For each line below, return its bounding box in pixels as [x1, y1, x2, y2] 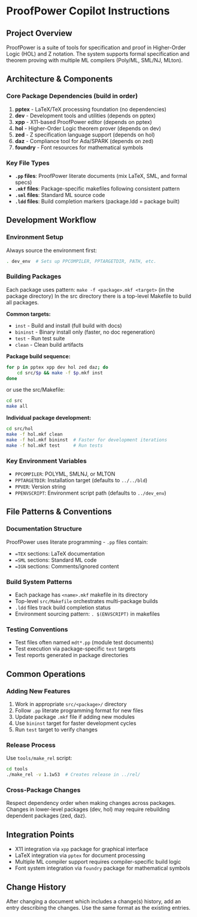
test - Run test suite [14, 334, 65, 342]
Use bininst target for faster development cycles [14, 719, 137, 727]
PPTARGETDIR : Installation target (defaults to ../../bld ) [14, 477, 148, 484]
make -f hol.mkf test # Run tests [6, 442, 103, 449]
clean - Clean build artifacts [14, 341, 84, 348]
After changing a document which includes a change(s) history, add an [6, 897, 181, 905]
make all [6, 403, 28, 410]
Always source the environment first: [6, 247, 97, 254]
